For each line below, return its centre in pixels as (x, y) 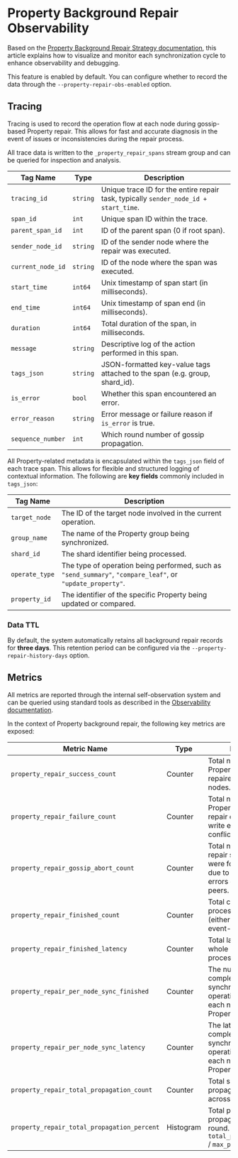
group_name (29, 538)
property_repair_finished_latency (69, 949)
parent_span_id (36, 230)
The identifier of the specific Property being (134, 594)
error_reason (33, 418)
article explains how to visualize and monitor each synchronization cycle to (117, 55)
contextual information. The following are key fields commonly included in (116, 476)
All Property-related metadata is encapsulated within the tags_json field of (116, 461)
